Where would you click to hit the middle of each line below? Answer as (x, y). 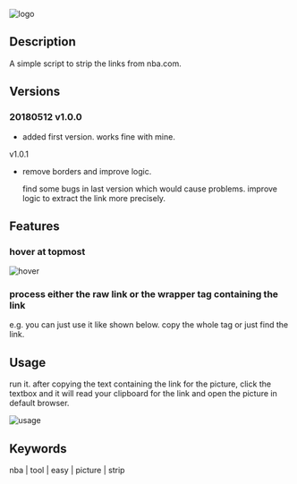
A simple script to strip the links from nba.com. (95, 64)
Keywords (38, 449)
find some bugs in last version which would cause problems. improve (150, 189)
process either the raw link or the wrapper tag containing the (144, 294)
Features (34, 226)
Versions (35, 92)
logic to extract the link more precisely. (94, 198)
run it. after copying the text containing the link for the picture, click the (140, 384)
